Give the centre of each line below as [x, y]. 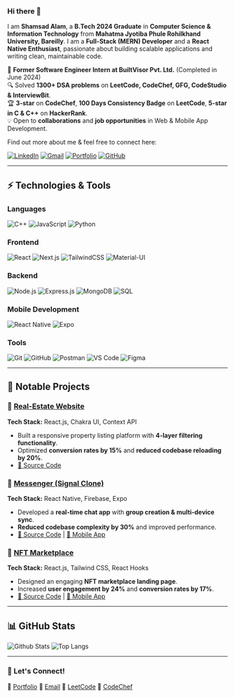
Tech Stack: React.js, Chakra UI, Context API [72, 422]
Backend [23, 276]
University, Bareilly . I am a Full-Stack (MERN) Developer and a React [108, 41]
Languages [27, 208]
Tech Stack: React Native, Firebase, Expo [67, 499]
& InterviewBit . [29, 95]
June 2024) [24, 77]
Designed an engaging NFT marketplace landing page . [97, 582]
